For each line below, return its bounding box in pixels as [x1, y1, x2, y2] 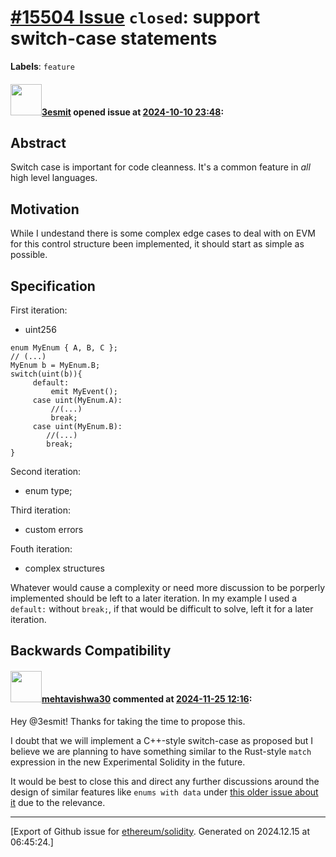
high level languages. [10, 172, 98, 184]
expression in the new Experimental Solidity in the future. [10, 756, 246, 768]
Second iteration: [10, 465, 82, 477]
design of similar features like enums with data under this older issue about [10, 786, 319, 798]
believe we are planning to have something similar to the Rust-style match [10, 745, 312, 757]
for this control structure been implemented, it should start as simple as [10, 238, 305, 250]
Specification [10, 277, 96, 295]
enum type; [24, 484, 73, 496]
